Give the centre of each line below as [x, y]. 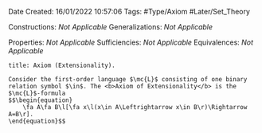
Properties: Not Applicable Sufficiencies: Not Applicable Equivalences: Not [131, 42]
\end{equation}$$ [37, 121]
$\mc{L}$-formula [37, 93]
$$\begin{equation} [41, 100]
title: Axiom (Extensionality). [62, 65]
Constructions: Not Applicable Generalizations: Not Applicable [111, 27]
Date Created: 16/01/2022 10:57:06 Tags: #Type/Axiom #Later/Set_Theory [129, 12]
